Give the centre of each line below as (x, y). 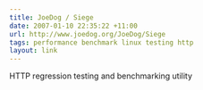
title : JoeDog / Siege (51, 17)
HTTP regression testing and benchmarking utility (101, 76)
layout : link (34, 51)
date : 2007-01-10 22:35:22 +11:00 (74, 26)
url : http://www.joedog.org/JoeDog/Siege (88, 34)
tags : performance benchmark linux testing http (101, 42)
